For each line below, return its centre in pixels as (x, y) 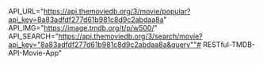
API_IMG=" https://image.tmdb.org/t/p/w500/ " (83, 28)
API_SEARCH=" (34, 36)
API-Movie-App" (35, 53)
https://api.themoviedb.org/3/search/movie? (131, 36)
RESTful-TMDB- (229, 45)
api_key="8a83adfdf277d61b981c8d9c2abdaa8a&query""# (105, 45)
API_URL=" (26, 11)
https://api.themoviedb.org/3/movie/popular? (117, 11)
